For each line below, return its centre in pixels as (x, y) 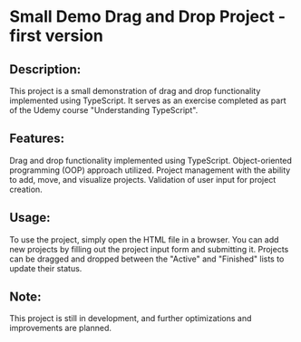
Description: (45, 69)
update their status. (46, 268)
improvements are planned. (60, 328)
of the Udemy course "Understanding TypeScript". (104, 110)
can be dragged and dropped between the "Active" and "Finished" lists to (147, 259)
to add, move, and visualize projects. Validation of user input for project (143, 179)
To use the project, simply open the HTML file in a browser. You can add (144, 239)
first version (57, 36)
